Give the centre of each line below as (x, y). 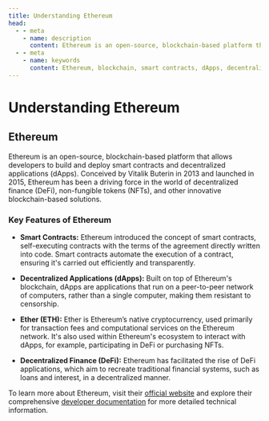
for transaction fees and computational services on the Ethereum (127, 328)
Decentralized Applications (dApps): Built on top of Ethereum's (126, 278)
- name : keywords (52, 61)
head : (17, 23)
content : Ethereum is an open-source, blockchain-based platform (141, 46)
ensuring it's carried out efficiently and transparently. (108, 263)
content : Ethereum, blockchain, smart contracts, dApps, (126, 68)
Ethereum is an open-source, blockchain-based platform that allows (120, 156)
